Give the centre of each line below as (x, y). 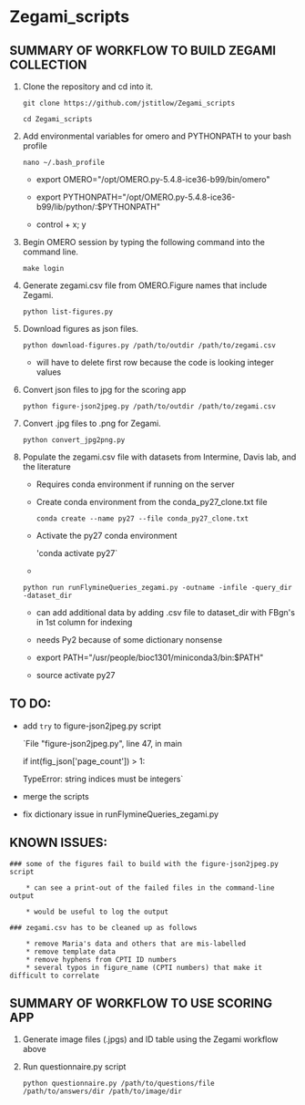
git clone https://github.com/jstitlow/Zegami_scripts (129, 103)
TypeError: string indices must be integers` (103, 779)
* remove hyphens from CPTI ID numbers (102, 959)
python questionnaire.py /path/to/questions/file (119, 1084)
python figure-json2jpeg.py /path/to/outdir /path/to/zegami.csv (149, 407)
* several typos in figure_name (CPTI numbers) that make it (144, 967)
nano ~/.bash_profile (63, 162)
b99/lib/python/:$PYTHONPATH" (98, 207)
